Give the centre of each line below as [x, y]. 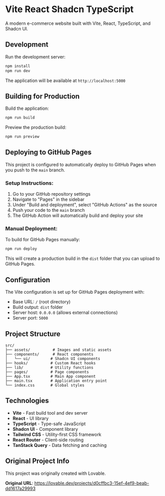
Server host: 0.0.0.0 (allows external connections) [65, 312]
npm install [18, 66]
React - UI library [31, 418]
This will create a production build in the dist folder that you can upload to [82, 258]
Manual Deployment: [32, 229]
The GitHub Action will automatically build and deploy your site [78, 215]
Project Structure [33, 334]
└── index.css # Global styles [45, 385]
